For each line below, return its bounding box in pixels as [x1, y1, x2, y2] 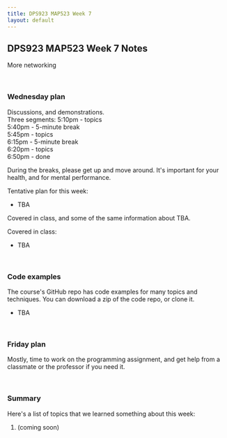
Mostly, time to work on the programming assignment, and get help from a [7, 355, 221, 363]
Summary [7, 393, 42, 403]
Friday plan [7, 339, 47, 349]
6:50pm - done [7, 152, 51, 160]
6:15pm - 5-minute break [7, 137, 79, 146]
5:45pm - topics [7, 130, 54, 138]
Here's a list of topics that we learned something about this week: [7, 409, 196, 418]
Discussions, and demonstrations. [7, 107, 104, 116]
